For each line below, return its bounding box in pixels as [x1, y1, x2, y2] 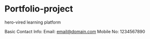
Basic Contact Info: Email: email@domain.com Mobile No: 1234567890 [4, 28, 146, 34]
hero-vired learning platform [4, 19, 61, 25]
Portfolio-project [4, 3, 74, 14]
